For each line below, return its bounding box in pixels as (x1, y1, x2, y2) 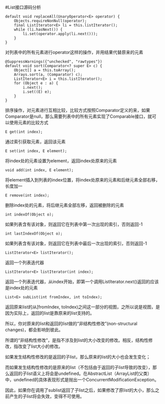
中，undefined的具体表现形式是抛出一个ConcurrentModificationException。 (5, 377, 159, 382)
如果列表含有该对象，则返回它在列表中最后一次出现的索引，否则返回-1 (5, 241, 147, 246)
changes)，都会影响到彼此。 (5, 327, 63, 332)
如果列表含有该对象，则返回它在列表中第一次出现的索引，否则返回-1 (5, 221, 143, 227)
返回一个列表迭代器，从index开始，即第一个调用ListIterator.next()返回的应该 (5, 279, 159, 285)
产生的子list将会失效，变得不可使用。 (9, 394, 85, 399)
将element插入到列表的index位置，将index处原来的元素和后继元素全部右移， (5, 177, 160, 183)
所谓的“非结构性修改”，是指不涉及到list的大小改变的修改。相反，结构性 (5, 337, 149, 343)
